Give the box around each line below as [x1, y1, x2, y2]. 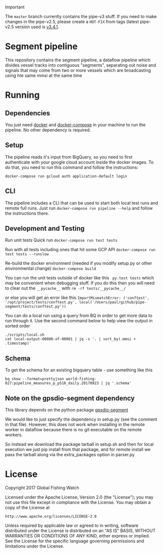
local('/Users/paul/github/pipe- [79, 300, 147, 305]
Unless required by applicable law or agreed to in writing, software [5, 522, 139, 528]
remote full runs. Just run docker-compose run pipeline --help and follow [5, 205, 153, 211]
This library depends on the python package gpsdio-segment [5, 407, 128, 413]
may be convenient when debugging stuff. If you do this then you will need [5, 280, 155, 286]
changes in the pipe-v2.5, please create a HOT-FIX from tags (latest [5, 19, 139, 24]
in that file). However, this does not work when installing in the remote [5, 422, 145, 427]
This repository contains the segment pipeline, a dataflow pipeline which [5, 57, 151, 63]
